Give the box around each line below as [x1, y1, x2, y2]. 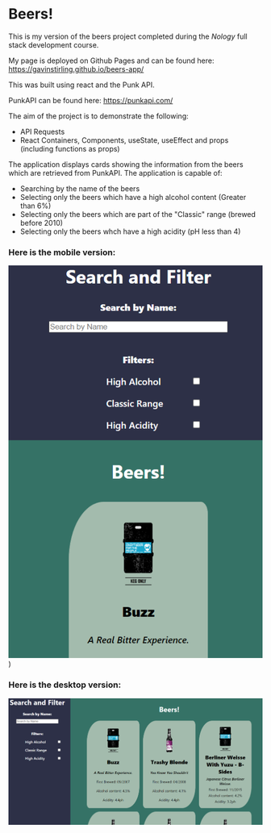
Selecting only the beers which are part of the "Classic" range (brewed [19, 209, 256, 219]
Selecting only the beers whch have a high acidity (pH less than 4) [19, 227, 241, 236]
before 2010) [19, 218, 63, 227]
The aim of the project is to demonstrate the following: [8, 110, 189, 121]
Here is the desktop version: [8, 679, 122, 690]
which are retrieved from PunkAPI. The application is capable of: [8, 168, 223, 177]
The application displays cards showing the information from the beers [8, 159, 244, 169]
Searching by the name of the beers [19, 183, 140, 194]
